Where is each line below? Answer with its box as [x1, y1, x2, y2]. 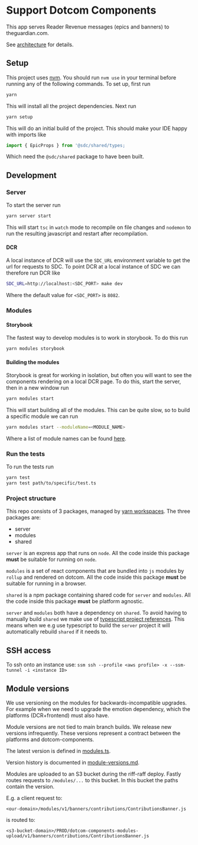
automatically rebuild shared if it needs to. [6, 628, 108, 635]
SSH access [6, 645, 51, 655]
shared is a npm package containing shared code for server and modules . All [6, 591, 191, 599]
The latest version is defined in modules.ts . [6, 747, 111, 754]
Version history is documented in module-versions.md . [6, 758, 140, 766]
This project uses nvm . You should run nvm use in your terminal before [6, 74, 176, 81]
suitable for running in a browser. [6, 580, 87, 587]
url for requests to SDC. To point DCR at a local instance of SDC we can [6, 263, 181, 270]
